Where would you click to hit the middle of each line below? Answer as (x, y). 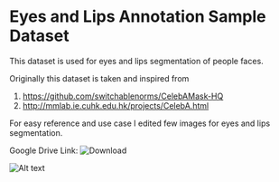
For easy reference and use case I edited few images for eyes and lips (140, 123)
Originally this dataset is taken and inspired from (99, 78)
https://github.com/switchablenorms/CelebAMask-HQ (123, 96)
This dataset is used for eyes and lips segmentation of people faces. (136, 61)
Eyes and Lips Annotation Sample (138, 17)
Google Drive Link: (44, 150)
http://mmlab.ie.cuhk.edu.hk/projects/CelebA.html (116, 105)
